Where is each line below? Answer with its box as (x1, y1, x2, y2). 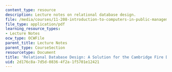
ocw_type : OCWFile (5, 36, 45, 41)
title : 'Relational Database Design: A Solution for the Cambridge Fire (5, 54, 164, 60)
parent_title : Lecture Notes (5, 41, 68, 46)
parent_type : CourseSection (5, 45, 66, 50)
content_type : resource (5, 7, 56, 13)
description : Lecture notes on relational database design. (5, 12, 137, 17)
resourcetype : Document (5, 50, 56, 55)
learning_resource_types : (5, 26, 60, 31)
